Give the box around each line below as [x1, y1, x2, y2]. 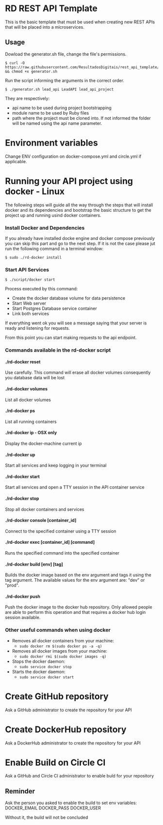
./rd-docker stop [5, 495, 39, 501]
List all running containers [5, 419, 57, 424]
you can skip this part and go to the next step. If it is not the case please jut [5, 240, 155, 246]
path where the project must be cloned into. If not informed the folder [12, 115, 151, 121]
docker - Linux [5, 185, 65, 197]
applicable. [5, 158, 27, 164]
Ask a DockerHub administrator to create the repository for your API [5, 740, 141, 746]
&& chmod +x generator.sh [5, 69, 57, 74]
